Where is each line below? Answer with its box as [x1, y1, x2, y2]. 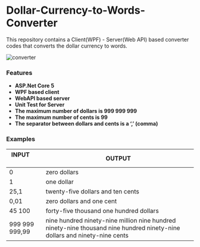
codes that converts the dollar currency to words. [6, 42, 128, 49]
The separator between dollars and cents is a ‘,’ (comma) [14, 120, 158, 127]
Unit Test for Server [14, 101, 65, 108]
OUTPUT [105, 154, 131, 162]
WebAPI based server [14, 95, 70, 102]
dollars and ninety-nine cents [45, 231, 129, 239]
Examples [6, 135, 36, 143]
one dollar [45, 177, 74, 186]
